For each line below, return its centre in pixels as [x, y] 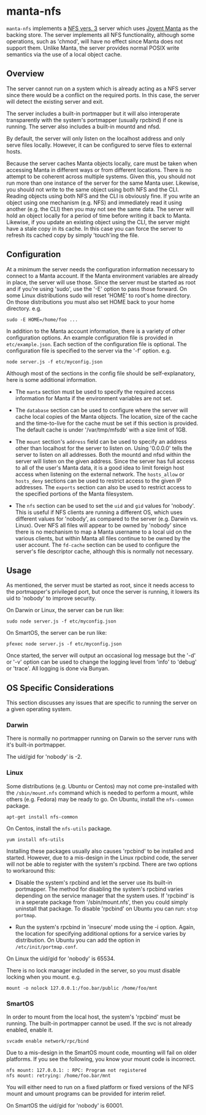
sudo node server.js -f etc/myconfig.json [61, 621]
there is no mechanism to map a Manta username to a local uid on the [103, 532]
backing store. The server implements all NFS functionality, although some [101, 34]
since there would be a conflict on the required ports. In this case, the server [103, 95]
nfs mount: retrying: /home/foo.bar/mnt [59, 1076]
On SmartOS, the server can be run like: [57, 633]
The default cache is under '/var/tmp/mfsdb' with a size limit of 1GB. [101, 429]
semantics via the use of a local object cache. [64, 54]
